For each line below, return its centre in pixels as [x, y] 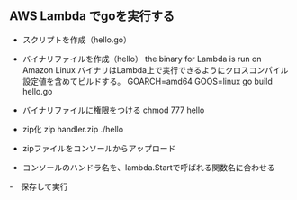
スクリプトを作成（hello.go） [77, 40]
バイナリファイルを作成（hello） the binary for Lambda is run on [142, 59]
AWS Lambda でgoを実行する [92, 16]
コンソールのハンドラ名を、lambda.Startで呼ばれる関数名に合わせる [148, 167]
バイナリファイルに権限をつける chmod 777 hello [113, 110]
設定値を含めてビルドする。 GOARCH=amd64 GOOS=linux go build [147, 81]
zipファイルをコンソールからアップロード [99, 148]
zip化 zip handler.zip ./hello [73, 129]
